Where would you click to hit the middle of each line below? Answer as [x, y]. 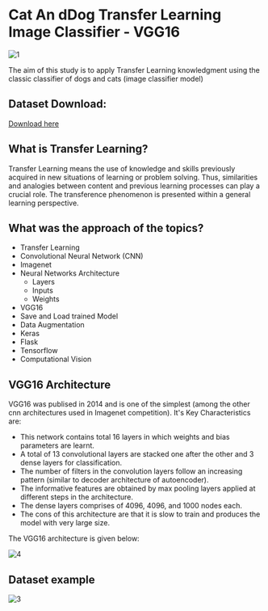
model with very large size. [65, 523]
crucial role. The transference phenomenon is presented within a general [130, 194]
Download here [33, 124]
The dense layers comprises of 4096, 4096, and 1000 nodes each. [131, 506]
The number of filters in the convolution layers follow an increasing [131, 471]
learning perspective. [44, 203]
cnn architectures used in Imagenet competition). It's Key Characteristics [130, 413]
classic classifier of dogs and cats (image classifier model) [106, 78]
